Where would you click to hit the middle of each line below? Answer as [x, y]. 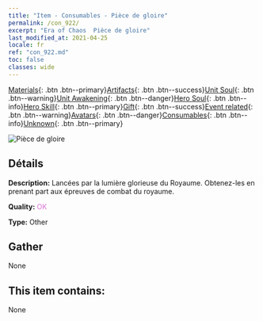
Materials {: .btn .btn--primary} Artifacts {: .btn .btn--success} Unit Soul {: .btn [131, 90]
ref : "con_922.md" [38, 52]
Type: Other [28, 222]
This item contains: [57, 290]
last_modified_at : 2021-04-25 [58, 38]
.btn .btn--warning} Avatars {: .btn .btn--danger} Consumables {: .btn [118, 115]
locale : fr [26, 45]
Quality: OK [28, 206]
